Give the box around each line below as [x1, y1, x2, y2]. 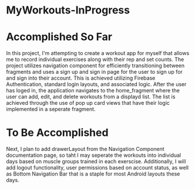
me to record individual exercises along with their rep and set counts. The [6, 56, 184, 63]
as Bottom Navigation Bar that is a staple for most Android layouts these [6, 170, 180, 177]
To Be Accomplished [6, 126, 109, 139]
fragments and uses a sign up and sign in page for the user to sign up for [6, 68, 183, 75]
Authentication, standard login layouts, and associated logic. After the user [6, 81, 187, 88]
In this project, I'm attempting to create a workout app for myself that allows [6, 50, 190, 57]
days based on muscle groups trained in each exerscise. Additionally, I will [6, 158, 186, 165]
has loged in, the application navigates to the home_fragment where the [6, 87, 180, 94]
